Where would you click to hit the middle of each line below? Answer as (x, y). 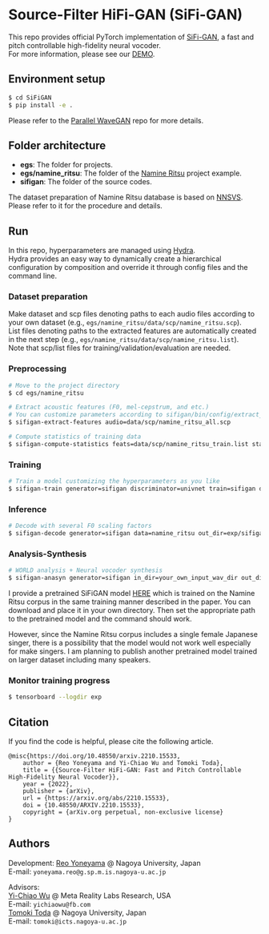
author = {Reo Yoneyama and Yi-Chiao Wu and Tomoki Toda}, (123, 763)
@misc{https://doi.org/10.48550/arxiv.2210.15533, (94, 756)
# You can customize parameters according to (85, 415)
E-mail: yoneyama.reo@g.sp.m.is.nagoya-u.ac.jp (87, 872)
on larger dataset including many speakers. (80, 659)
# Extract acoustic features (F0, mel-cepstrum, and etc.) (109, 407)
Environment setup (57, 79)
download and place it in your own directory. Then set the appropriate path (132, 610)
